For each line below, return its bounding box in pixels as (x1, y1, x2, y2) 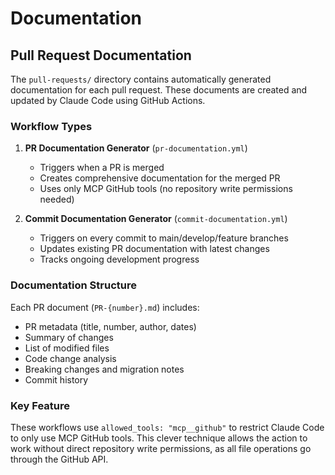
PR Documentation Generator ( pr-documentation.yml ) (24, 142, 248, 154)
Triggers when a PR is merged (39, 162, 165, 174)
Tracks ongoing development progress (39, 253, 200, 266)
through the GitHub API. (10, 453, 109, 465)
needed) (39, 193, 75, 206)
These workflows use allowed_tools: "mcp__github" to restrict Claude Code (10, 421, 325, 433)
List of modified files (24, 342, 110, 354)
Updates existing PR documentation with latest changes (39, 243, 270, 255)
